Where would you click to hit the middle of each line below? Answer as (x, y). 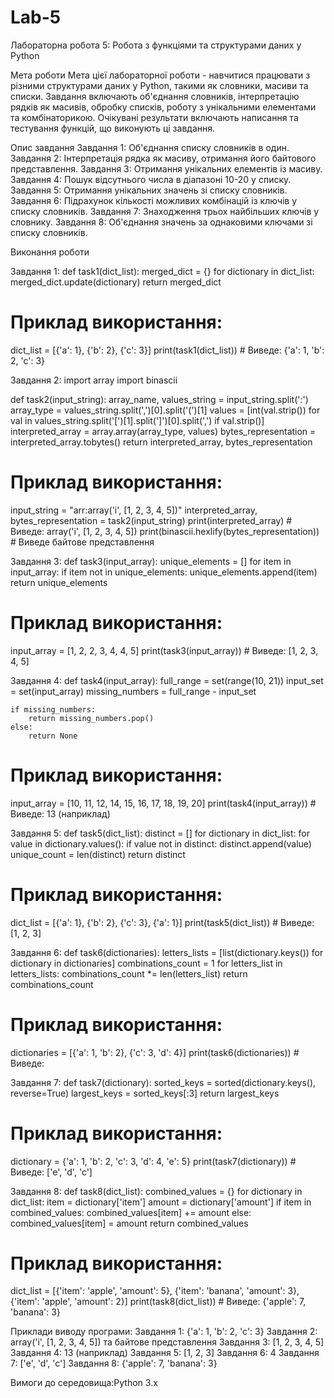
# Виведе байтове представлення (82, 542)
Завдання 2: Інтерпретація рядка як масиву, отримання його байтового (163, 158)
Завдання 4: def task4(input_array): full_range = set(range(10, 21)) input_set (167, 680)
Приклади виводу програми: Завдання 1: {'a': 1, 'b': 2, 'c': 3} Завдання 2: (164, 1332)
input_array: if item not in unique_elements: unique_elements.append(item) (164, 572)
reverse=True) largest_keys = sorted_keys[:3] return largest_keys (145, 1093)
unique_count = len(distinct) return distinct (98, 854)
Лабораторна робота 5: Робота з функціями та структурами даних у (156, 45)
